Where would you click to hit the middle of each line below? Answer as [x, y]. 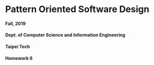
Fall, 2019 [16, 23]
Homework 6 [19, 58]
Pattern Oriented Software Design [77, 9]
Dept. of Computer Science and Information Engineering [65, 35]
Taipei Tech [18, 46]
